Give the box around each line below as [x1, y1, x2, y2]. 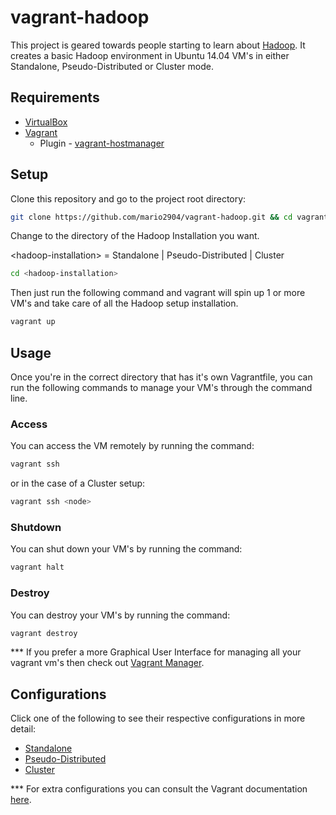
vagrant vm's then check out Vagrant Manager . [10, 657, 205, 669]
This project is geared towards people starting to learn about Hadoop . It [10, 39, 306, 51]
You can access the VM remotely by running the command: [10, 440, 255, 452]
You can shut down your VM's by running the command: [10, 543, 243, 555]
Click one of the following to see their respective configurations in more [10, 712, 306, 725]
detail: [10, 723, 37, 735]
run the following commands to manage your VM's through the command [10, 382, 313, 393]
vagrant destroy [10, 628, 78, 638]
